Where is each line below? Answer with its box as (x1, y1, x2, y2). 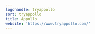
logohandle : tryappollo (5, 7, 55, 12)
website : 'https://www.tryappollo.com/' (5, 21, 91, 26)
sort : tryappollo (5, 12, 42, 17)
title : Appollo (5, 16, 37, 21)
